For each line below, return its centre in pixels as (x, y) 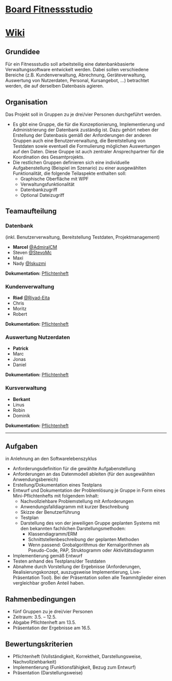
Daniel (19, 365)
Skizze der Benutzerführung (50, 512)
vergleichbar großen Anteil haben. (49, 583)
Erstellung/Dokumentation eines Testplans (57, 485)
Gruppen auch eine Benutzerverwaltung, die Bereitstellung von (79, 141)
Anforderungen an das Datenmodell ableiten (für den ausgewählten (84, 474)
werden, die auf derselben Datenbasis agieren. (55, 86)
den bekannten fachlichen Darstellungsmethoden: (73, 529)
